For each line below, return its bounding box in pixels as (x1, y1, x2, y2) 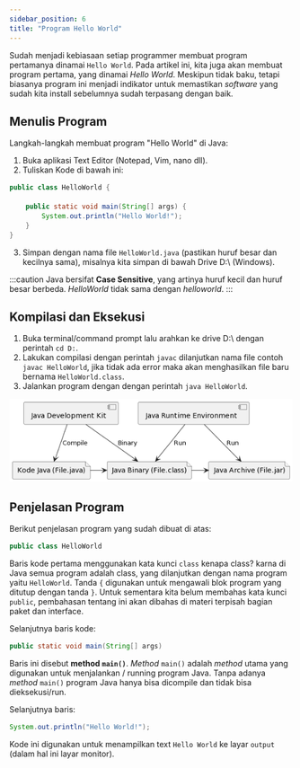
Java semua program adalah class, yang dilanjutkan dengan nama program (9, 567, 287, 578)
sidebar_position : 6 (9, 14, 87, 23)
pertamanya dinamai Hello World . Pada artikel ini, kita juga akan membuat (9, 59, 283, 70)
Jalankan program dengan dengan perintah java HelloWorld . (22, 381, 249, 392)
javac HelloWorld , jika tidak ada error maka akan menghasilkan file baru (22, 362, 289, 373)
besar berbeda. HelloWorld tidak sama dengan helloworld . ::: (9, 283, 234, 294)
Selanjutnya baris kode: (9, 622, 96, 633)
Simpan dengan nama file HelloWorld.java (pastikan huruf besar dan (22, 247, 278, 258)
